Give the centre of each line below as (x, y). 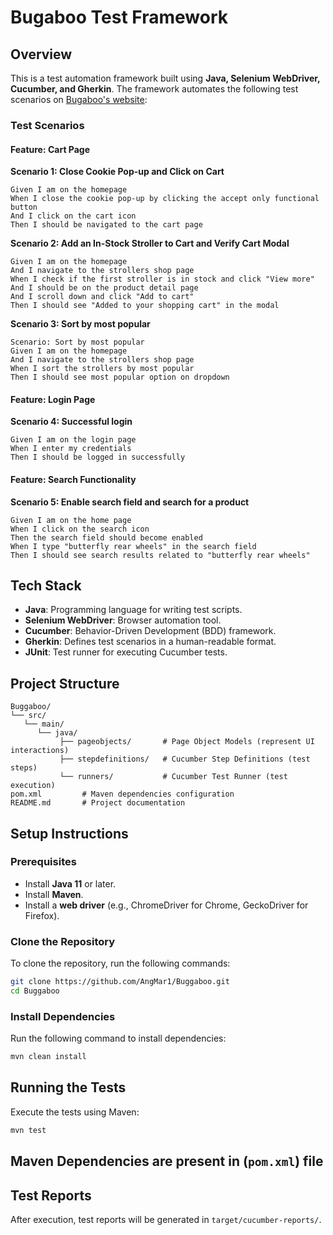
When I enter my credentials (71, 449)
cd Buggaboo (35, 991)
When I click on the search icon (80, 529)
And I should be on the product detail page (104, 288)
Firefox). (42, 915)
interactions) (40, 751)
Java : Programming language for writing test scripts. (133, 610)
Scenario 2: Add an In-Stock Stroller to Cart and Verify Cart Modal (150, 243)
